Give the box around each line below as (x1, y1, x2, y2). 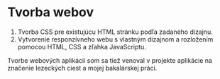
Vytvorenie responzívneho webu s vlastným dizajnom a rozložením (17, 35, 214, 43)
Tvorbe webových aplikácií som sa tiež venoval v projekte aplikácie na (7, 56, 213, 64)
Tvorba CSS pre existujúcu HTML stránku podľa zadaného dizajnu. (17, 28, 213, 36)
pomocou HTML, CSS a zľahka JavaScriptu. (17, 42, 147, 51)
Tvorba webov (7, 4, 94, 20)
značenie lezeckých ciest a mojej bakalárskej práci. (7, 63, 158, 72)
